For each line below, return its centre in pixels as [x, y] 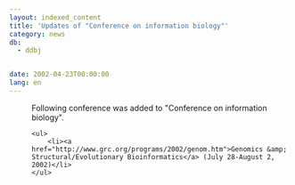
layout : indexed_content [55, 17]
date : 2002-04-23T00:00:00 [59, 75]
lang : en [25, 83]
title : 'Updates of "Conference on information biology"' [119, 26]
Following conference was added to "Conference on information [149, 108]
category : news [37, 34]
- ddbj [29, 51]
